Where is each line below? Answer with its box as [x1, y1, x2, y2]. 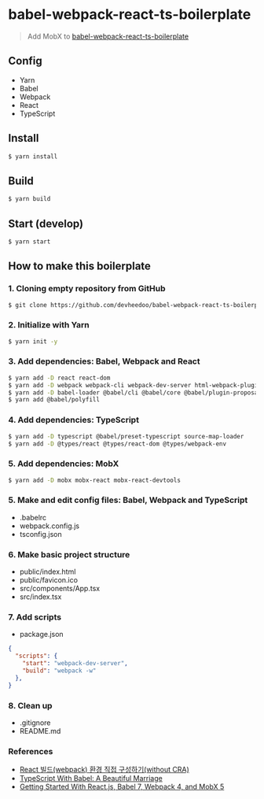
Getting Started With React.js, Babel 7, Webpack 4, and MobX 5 [19, 782, 225, 792]
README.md [19, 727, 61, 735]
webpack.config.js [19, 521, 80, 531]
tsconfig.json [19, 529, 62, 538]
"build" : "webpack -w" [22, 667, 97, 675]
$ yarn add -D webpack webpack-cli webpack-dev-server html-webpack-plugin [8, 381, 262, 389]
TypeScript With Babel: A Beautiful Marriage [19, 774, 163, 783]
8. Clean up [8, 700, 53, 711]
